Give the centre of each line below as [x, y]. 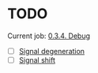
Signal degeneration [51, 51]
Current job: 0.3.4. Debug [49, 36]
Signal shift [37, 60]
